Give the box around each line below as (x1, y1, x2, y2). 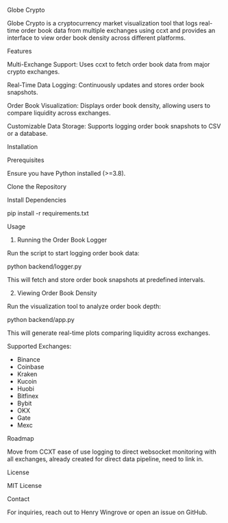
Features (7, 47, 32, 55)
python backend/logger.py (7, 262, 82, 270)
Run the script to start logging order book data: (7, 249, 140, 257)
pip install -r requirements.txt (7, 209, 89, 217)
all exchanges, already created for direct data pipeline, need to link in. (7, 455, 204, 463)
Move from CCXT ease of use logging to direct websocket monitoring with (7, 448, 217, 456)
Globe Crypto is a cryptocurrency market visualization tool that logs (7, 19, 198, 27)
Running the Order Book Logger (16, 236, 107, 244)
